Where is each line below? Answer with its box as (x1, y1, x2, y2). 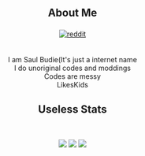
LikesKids (57, 80, 88, 89)
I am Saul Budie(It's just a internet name (8, 54, 137, 64)
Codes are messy (43, 71, 102, 81)
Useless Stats (38, 102, 107, 117)
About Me (47, 6, 98, 20)
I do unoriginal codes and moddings (13, 63, 132, 72)
